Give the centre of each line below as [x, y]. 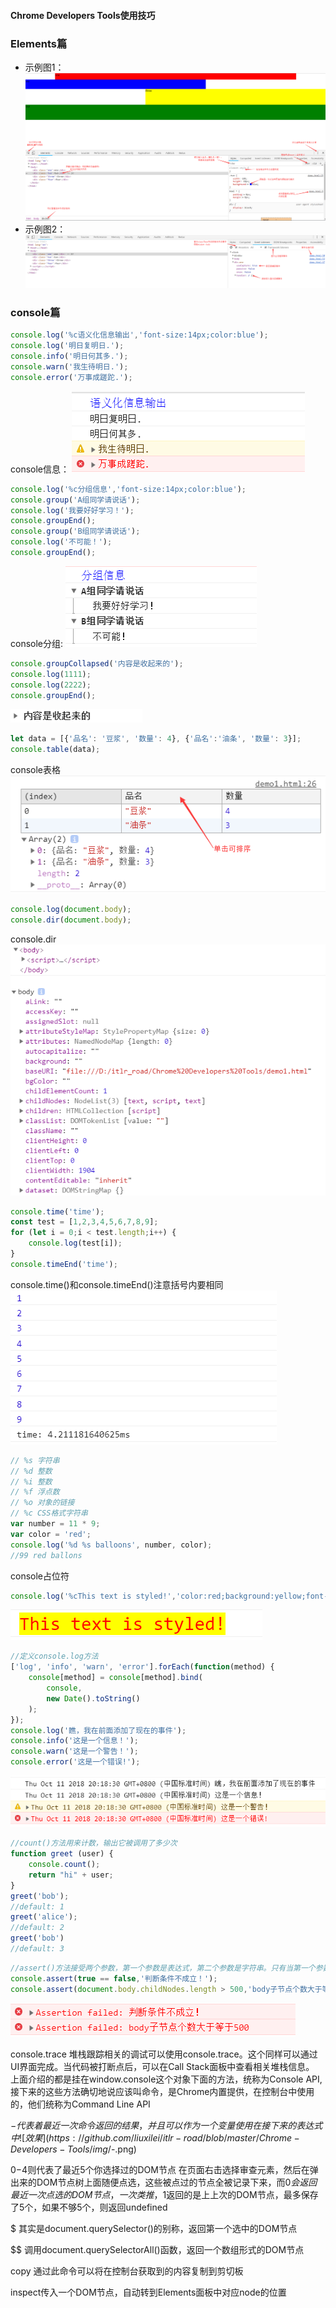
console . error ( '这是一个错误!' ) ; [75, 1762]
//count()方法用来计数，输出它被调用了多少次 [94, 1843]
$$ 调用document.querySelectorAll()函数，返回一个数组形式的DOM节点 [157, 2249]
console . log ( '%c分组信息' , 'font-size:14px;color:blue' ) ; [128, 489]
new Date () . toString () [93, 1698]
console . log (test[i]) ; [75, 1243]
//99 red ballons [46, 1555]
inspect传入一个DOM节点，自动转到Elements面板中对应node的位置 [148, 2292]
